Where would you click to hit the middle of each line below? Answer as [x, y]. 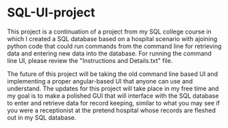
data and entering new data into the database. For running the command [110, 53]
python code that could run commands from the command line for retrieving [114, 46]
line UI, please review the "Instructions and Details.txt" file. [90, 60]
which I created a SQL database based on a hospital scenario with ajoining [112, 38]
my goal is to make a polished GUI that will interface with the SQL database [113, 95]
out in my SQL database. [42, 117]
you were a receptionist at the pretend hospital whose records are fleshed [112, 110]
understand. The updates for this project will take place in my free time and [113, 88]
